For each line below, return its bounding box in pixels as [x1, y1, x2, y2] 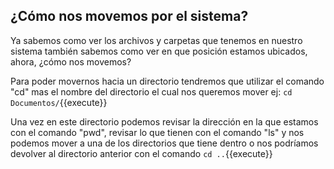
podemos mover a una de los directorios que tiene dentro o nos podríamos [10, 137, 319, 149]
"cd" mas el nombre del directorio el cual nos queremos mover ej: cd [10, 85, 293, 98]
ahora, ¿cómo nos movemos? [10, 55, 132, 68]
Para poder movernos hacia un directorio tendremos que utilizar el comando [10, 75, 325, 87]
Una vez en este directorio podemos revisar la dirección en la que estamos [10, 115, 319, 128]
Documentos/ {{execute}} [10, 96, 108, 108]
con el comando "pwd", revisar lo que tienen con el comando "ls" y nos [10, 126, 305, 138]
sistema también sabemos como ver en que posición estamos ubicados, [10, 45, 308, 57]
